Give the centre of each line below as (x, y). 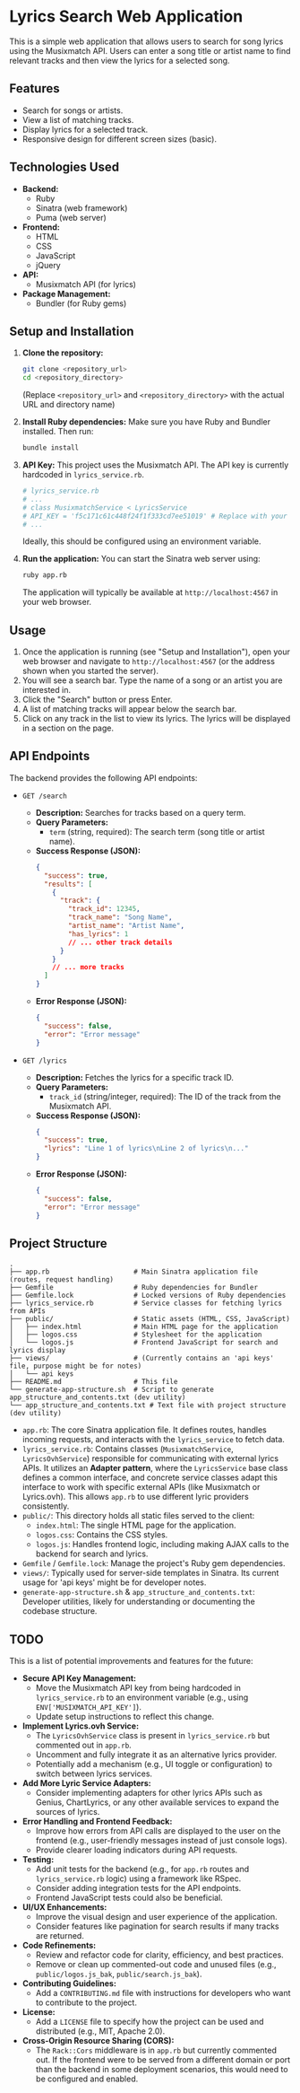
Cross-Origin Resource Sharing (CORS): (98, 2041)
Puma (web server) (71, 217)
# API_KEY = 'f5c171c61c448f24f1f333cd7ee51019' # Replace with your (155, 516)
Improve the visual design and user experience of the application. (156, 1917)
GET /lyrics (44, 1061)
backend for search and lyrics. (92, 1554)
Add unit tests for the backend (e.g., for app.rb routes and (142, 1870)
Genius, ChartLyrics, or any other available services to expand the (157, 1802)
